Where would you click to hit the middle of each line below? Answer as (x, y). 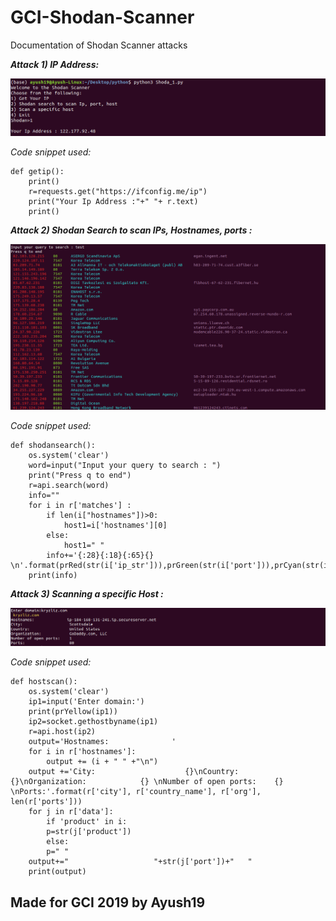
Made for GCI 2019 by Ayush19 (108, 902)
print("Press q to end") (80, 475)
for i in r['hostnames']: (82, 752)
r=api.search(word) (69, 485)
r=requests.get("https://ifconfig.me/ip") (118, 191)
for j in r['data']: (71, 812)
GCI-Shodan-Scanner (102, 17)
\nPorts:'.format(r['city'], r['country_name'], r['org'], (136, 792)
